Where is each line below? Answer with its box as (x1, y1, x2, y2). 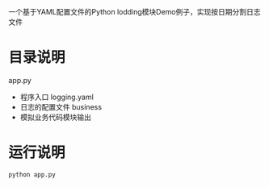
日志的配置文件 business (19, 102, 103, 111)
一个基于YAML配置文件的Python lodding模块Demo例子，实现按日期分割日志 (8, 7, 261, 16)
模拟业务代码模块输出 (19, 112, 91, 122)
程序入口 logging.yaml (19, 92, 95, 102)
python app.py (8, 170, 57, 179)
